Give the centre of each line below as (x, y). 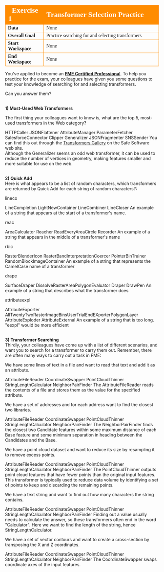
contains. (14, 500)
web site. (14, 148)
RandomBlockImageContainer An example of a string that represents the (78, 261)
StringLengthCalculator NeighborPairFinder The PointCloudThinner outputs (81, 469)
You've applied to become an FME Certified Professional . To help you (76, 74)
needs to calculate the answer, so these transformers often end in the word (81, 520)
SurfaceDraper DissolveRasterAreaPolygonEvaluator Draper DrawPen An (78, 285)
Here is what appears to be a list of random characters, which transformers (81, 183)
